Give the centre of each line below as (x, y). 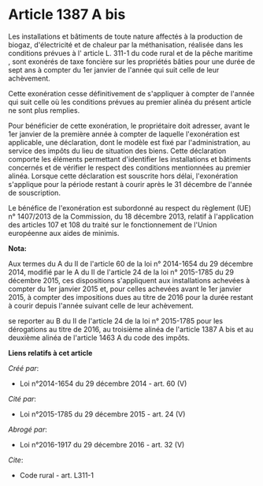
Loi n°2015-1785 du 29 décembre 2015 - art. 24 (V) (102, 414)
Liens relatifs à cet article (50, 353)
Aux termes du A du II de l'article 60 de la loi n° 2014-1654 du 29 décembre (131, 264)
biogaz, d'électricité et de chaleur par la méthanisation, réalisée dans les (126, 44)
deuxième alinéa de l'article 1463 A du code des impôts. (99, 338)
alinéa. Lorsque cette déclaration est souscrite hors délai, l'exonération (123, 176)
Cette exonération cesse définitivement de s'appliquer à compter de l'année (131, 93)
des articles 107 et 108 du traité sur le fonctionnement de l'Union (113, 224)
